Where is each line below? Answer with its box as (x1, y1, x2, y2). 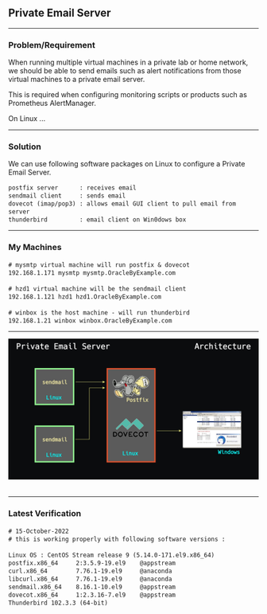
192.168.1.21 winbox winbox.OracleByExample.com (8, 316, 172, 325)
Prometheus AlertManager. (8, 99, 97, 108)
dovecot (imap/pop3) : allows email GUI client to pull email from (8, 200, 237, 208)
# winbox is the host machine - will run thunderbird (8, 308, 191, 317)
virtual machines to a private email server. (8, 75, 145, 84)
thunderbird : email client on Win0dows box (8, 216, 187, 224)
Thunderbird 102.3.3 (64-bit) (8, 599, 109, 607)
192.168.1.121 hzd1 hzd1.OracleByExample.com (8, 292, 161, 301)
